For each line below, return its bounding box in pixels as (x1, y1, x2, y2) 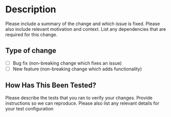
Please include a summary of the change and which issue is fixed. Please (5, 21, 160, 27)
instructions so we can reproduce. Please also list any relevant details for (5, 100, 160, 106)
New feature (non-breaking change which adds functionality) (12, 66, 142, 72)
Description (5, 4, 56, 15)
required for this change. (5, 31, 58, 37)
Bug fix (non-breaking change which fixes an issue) (12, 60, 122, 66)
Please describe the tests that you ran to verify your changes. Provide (5, 94, 153, 101)
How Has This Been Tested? (5, 81, 96, 90)
